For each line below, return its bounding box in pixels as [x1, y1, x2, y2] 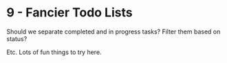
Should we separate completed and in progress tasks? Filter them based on [6, 27, 221, 36]
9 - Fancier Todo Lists [6, 5, 133, 21]
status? [6, 34, 28, 42]
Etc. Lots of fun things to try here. [6, 48, 102, 56]
